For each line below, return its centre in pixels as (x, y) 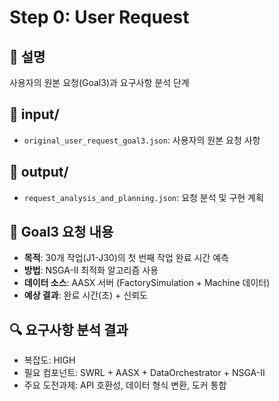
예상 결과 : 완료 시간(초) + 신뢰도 (85, 295)
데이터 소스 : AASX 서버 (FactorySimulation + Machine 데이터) (147, 283)
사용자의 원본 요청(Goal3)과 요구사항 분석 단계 (99, 82)
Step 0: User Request (99, 17)
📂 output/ (39, 172)
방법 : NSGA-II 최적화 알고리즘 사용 (91, 270)
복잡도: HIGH (49, 360)
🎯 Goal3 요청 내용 (61, 232)
